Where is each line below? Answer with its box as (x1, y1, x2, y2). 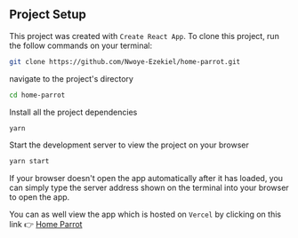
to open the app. (9, 192, 70, 202)
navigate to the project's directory (9, 73, 133, 83)
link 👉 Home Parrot (9, 219, 83, 230)
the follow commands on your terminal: (9, 40, 153, 51)
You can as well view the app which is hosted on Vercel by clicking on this (9, 209, 282, 220)
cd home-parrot (9, 91, 66, 99)
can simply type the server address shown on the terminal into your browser (9, 182, 289, 194)
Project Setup (9, 7, 87, 22)
